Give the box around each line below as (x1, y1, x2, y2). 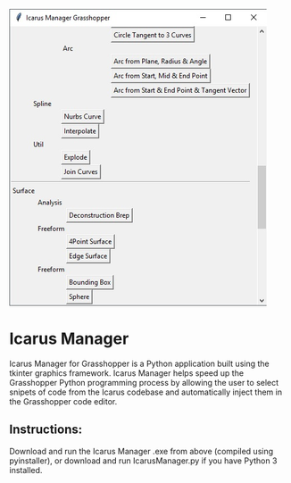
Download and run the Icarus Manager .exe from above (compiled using (9, 446, 274, 456)
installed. (9, 464, 43, 475)
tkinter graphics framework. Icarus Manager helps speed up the (9, 367, 244, 379)
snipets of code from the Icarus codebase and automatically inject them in (9, 387, 283, 397)
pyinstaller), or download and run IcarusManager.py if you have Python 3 (9, 455, 278, 466)
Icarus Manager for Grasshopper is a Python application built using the (9, 358, 270, 369)
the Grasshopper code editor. (9, 396, 118, 406)
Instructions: (9, 422, 83, 437)
